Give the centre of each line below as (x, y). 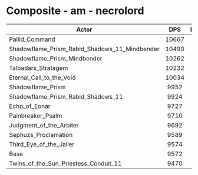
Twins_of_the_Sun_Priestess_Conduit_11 (65, 163)
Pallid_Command (32, 39)
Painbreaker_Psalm (36, 116)
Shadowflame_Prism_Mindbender (56, 58)
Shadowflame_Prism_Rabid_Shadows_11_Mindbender (84, 49)
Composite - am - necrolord (75, 11)
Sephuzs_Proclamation (41, 134)
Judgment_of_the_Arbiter (44, 125)
